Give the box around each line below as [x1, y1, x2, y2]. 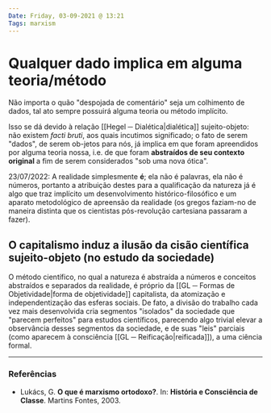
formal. [8, 340, 32, 351]
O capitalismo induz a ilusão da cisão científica [8, 238, 249, 252]
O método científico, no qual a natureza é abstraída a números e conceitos [8, 272, 256, 282]
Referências [8, 369, 57, 380]
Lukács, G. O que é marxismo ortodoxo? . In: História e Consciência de [19, 386, 258, 396]
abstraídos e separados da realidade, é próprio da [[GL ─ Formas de [8, 281, 236, 290]
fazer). [8, 215, 31, 224]
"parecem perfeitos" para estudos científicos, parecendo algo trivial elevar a [8, 315, 263, 325]
